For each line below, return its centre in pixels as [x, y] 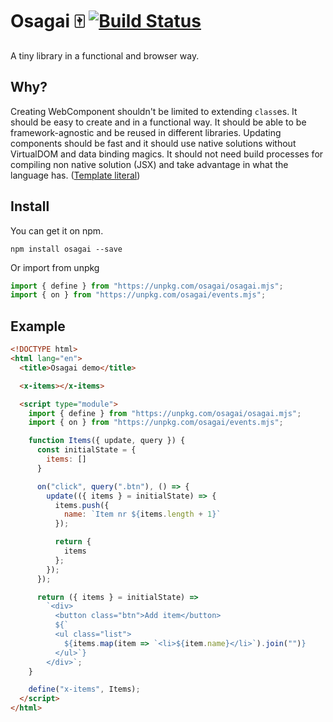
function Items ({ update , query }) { [107, 441]
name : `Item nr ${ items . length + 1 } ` [142, 514]
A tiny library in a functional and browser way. [105, 55]
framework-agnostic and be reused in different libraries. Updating [146, 132]
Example [38, 326]
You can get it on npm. [57, 230]
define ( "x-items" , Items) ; [84, 689]
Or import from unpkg [55, 267]
